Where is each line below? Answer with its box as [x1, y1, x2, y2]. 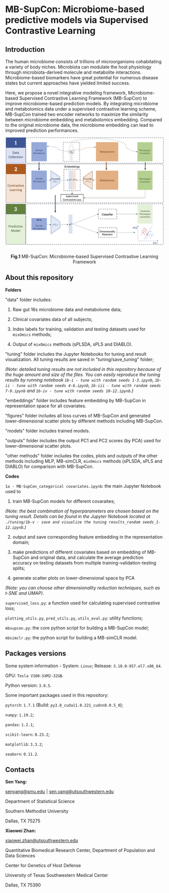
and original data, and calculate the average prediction [30, 554, 144, 560]
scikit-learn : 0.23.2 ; [5, 731, 50, 737]
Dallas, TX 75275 [5, 818, 41, 824]
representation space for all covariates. [5, 403, 87, 409]
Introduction [5, 45, 45, 54]
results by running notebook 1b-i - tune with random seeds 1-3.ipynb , [5, 377, 154, 383]
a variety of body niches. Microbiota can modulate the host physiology [5, 64, 152, 70]
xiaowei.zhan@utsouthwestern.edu [5, 837, 78, 843]
